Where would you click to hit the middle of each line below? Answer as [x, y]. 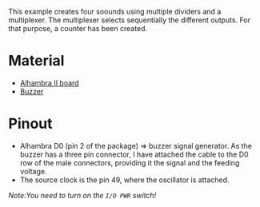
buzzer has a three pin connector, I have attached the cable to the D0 [134, 154]
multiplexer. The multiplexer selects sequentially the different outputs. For [129, 20]
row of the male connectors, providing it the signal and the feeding [130, 162]
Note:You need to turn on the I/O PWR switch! [82, 195]
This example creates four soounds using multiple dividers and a [115, 12]
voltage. [33, 171]
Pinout [31, 124]
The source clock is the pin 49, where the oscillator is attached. [124, 180]
